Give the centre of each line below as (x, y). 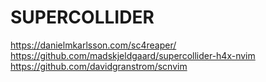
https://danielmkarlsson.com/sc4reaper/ (93, 45)
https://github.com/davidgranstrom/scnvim (99, 66)
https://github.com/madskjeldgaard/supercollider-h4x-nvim (133, 55)
